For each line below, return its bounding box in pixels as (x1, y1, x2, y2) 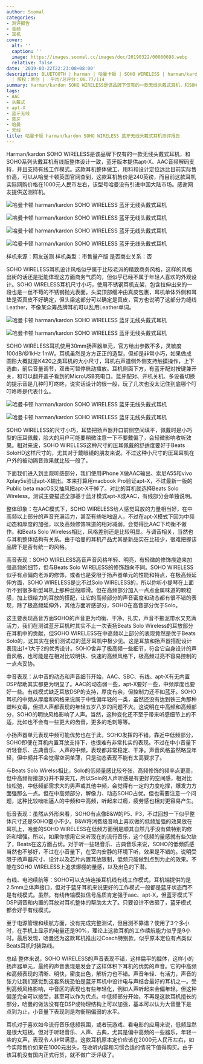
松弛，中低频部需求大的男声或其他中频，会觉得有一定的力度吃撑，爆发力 (11, 782, 192, 789)
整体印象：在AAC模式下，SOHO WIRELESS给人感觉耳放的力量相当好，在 (6, 505, 188, 513)
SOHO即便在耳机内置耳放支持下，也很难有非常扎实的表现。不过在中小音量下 (6, 738, 196, 746)
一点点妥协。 (6, 659, 38, 667)
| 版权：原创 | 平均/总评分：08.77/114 (11, 76, 105, 82)
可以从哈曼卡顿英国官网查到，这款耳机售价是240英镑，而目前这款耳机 (22, 173, 196, 180)
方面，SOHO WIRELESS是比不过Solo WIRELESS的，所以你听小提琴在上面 (11, 579, 195, 586)
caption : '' (11, 49, 42, 55)
